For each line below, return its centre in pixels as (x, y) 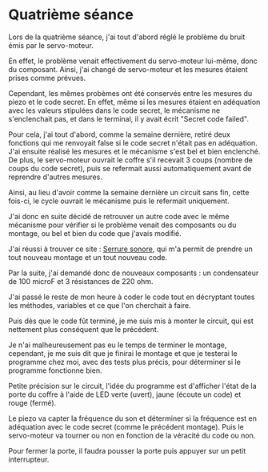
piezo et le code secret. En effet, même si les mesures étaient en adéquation (134, 102)
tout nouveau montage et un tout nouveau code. (88, 257)
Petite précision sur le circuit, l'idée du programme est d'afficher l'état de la (133, 386)
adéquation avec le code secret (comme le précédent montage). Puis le (126, 426)
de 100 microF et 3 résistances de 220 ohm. (81, 281)
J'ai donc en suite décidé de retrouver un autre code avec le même (119, 216)
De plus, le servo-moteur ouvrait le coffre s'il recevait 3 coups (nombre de (131, 160)
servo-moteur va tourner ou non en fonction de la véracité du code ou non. (132, 435)
